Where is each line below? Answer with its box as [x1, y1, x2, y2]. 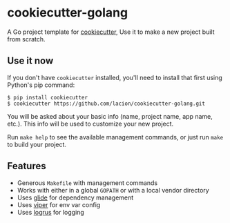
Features [7, 160, 46, 172]
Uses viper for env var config [17, 200, 101, 209]
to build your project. [7, 140, 67, 148]
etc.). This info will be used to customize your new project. [7, 119, 174, 128]
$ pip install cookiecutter [7, 94, 88, 101]
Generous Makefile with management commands [17, 178, 157, 187]
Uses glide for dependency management [17, 193, 134, 202]
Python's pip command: [7, 81, 75, 89]
